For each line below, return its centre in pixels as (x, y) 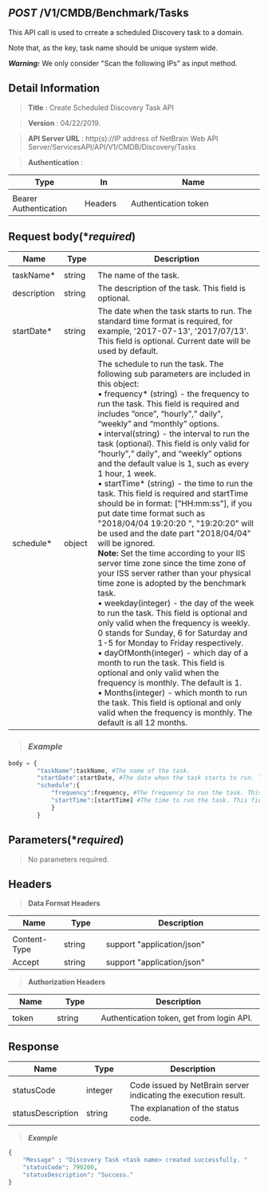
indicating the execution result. (187, 1095)
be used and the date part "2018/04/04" (174, 533)
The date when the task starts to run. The (175, 312)
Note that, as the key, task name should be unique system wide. (113, 48)
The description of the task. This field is (171, 289)
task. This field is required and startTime (173, 493)
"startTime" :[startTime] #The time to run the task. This (149, 800)
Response (34, 1046)
